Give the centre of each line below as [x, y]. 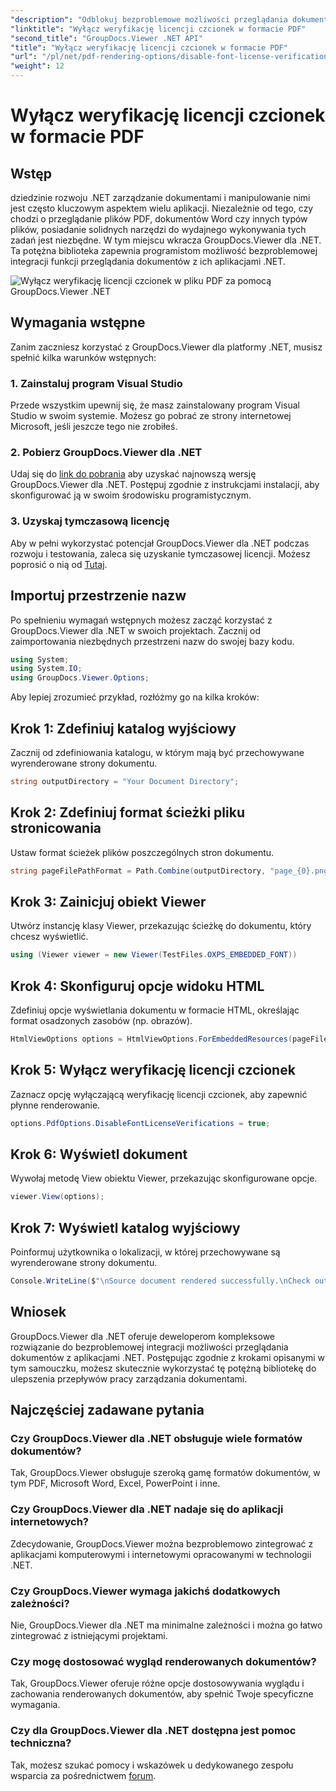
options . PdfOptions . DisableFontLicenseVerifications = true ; [140, 1123]
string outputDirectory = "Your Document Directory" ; [125, 781]
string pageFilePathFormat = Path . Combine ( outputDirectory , [138, 871]
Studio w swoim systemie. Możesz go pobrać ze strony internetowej [151, 416]
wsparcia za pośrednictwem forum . [83, 1775]
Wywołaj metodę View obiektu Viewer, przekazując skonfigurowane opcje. [164, 1178]
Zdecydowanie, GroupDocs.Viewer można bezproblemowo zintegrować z [162, 1543]
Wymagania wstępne [78, 322]
